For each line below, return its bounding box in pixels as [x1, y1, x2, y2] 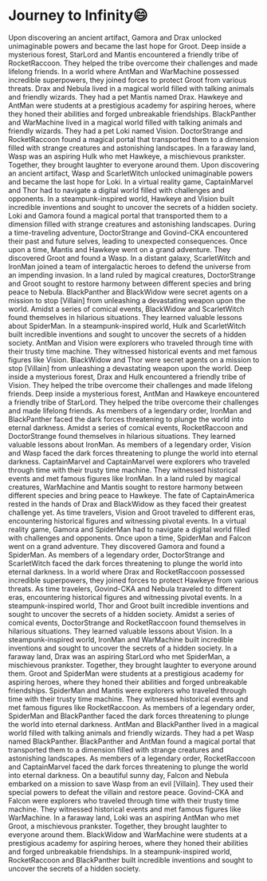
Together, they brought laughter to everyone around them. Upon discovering [8, 160, 260, 169]
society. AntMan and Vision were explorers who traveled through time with [8, 338, 253, 347]
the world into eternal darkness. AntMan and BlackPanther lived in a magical [8, 719, 259, 729]
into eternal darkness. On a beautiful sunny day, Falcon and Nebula [8, 770, 229, 780]
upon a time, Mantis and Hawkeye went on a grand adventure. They [8, 244, 231, 254]
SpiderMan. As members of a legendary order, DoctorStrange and [8, 550, 226, 559]
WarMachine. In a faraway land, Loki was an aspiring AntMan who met [8, 812, 239, 822]
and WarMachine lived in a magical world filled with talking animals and [8, 117, 242, 127]
